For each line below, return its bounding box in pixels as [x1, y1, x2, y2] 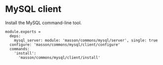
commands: [9, 46, 30, 51]
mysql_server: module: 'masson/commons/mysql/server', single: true [14, 38, 158, 43]
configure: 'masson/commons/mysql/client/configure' [9, 42, 121, 47]
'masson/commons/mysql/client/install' [18, 55, 100, 60]
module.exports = [5, 29, 41, 34]
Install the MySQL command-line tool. [5, 20, 82, 26]
